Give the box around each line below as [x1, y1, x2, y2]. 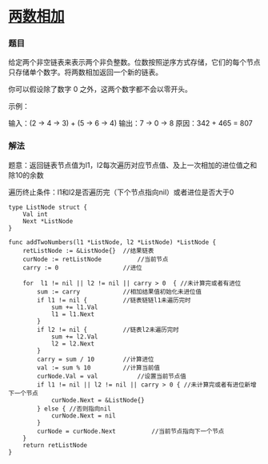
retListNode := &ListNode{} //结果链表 [22, 246, 154, 254]
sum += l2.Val [50, 333, 98, 341]
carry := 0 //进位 [22, 263, 142, 272]
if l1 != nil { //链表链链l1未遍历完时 [37, 296, 191, 304]
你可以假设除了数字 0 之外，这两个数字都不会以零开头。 [8, 85, 192, 94]
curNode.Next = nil [50, 411, 116, 420]
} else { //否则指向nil [37, 405, 112, 413]
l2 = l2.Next [50, 339, 94, 348]
